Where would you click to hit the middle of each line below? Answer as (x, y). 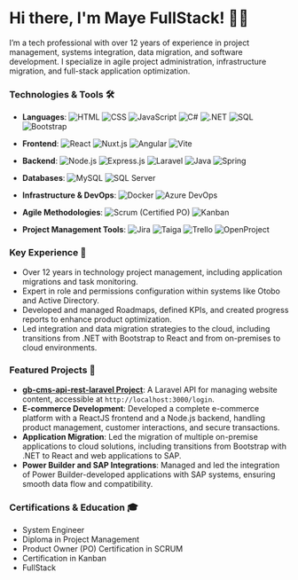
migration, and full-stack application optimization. (100, 71)
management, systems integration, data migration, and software (126, 51)
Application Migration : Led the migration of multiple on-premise (140, 436)
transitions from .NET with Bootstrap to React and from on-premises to (151, 338)
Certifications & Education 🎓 (74, 507)
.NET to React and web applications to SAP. (102, 455)
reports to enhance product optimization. (97, 319)
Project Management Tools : (74, 230)
